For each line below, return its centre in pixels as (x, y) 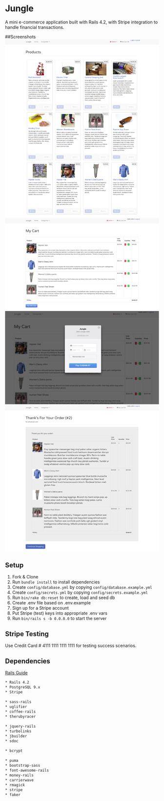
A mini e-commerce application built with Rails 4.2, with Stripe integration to (82, 22)
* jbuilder (16, 736)
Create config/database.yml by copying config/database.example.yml (82, 587)
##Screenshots (20, 37)
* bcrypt (14, 751)
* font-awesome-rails (27, 770)
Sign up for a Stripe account (41, 608)
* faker (13, 795)
